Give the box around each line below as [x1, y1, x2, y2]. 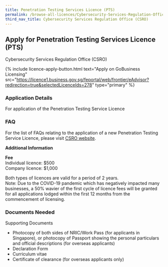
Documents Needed [5, 208, 55, 215]
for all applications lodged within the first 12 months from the [5, 191, 130, 197]
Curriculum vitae [12, 251, 47, 257]
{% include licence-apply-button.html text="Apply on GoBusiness [5, 66, 140, 72]
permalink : [5, 12, 28, 17]
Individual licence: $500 [5, 160, 55, 166]
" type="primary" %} [91, 82, 135, 88]
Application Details [5, 95, 52, 102]
